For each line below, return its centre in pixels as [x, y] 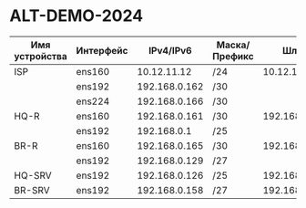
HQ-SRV [33, 175]
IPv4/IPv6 [171, 50]
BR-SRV [32, 190]
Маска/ [233, 45]
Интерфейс [102, 50]
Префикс [233, 56]
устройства [41, 56]
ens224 [93, 101]
